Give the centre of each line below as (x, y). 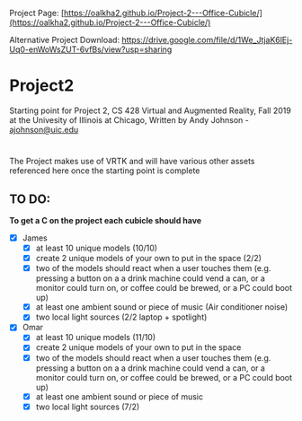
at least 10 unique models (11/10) (96, 338)
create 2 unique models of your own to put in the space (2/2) (149, 259)
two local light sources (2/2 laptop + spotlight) (121, 317)
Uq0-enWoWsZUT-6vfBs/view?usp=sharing (91, 49)
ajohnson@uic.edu (44, 129)
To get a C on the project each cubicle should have (106, 220)
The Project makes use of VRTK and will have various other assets (132, 162)
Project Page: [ (37, 13)
